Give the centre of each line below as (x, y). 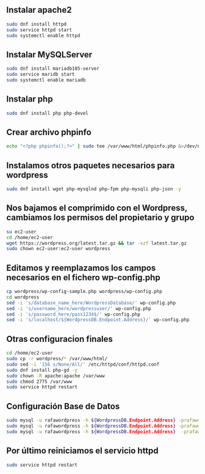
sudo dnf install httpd (37, 24)
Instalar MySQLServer (49, 54)
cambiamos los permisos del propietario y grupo (100, 217)
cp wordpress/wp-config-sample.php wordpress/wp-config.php (85, 292)
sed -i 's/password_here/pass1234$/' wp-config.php (73, 314)
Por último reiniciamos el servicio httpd (82, 451)
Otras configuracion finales (59, 339)
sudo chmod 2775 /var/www (39, 382)
